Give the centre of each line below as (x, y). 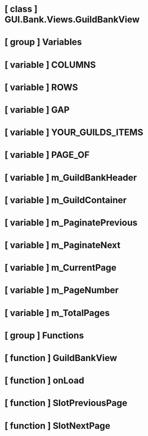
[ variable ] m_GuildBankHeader (71, 177)
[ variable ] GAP (37, 110)
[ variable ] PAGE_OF (47, 155)
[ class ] (21, 9)
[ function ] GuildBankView (61, 358)
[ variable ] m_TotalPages (57, 313)
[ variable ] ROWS (41, 87)
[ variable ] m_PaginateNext (62, 245)
